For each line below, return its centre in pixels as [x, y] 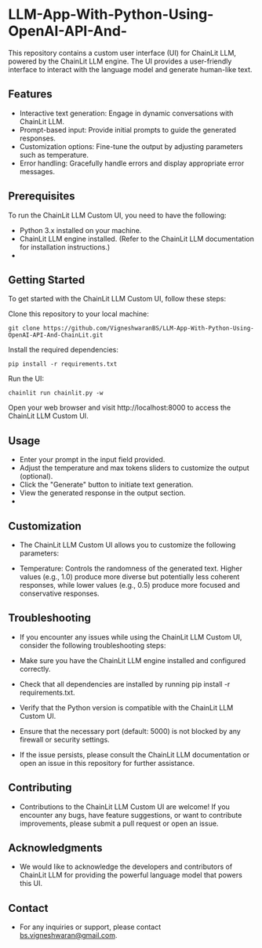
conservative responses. [59, 593]
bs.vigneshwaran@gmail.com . [68, 935]
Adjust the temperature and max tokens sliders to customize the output [134, 468]
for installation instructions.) [65, 247]
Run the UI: [26, 379]
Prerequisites [42, 197]
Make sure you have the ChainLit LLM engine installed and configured [132, 660]
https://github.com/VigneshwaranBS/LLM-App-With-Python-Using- [149, 328]
